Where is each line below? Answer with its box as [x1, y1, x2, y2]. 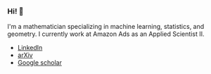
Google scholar [17, 58, 62, 67]
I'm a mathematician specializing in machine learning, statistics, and [7, 23, 205, 31]
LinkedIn [17, 44, 43, 52]
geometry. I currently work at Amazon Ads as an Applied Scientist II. [7, 30, 205, 38]
